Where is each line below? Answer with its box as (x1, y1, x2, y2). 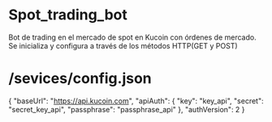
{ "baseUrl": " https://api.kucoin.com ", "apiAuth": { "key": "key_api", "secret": (8, 95, 264, 106)
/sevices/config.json (8, 69, 152, 88)
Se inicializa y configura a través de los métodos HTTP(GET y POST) (8, 40, 238, 50)
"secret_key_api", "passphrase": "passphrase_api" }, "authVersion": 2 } (8, 104, 245, 114)
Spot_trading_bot (8, 6, 127, 24)
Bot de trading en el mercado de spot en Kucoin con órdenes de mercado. (8, 32, 257, 42)
